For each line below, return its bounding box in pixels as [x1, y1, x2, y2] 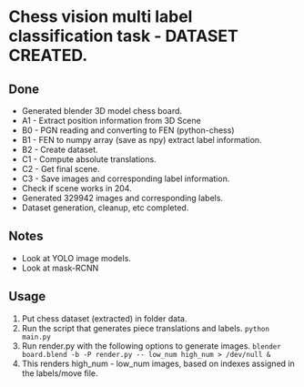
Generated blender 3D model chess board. [21, 106, 183, 116]
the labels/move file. [21, 367, 98, 379]
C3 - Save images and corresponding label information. [21, 173, 230, 184]
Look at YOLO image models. [21, 252, 131, 263]
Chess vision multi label [8, 6, 193, 27]
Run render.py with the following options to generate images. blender [21, 340, 281, 351]
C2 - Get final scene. [21, 164, 101, 174]
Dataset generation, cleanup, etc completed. [21, 202, 189, 213]
